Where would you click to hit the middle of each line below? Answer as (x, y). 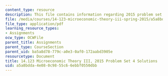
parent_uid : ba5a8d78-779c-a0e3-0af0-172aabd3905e (59, 51)
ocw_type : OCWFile (24, 38)
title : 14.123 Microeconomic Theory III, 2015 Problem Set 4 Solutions (81, 61)
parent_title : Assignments (33, 42)
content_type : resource (30, 10)
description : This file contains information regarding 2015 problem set (84, 14)
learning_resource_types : (32, 28)
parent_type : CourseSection (34, 47)
